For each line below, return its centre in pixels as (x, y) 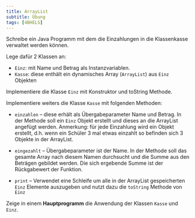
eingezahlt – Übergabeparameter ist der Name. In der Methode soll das (100, 151)
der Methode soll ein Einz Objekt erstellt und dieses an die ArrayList (96, 121)
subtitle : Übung (26, 17)
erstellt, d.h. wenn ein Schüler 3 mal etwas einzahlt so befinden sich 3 (99, 133)
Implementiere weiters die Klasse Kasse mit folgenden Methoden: (84, 103)
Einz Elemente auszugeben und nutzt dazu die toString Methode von (98, 187)
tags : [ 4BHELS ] (25, 22)
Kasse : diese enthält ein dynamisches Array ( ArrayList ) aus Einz (92, 74)
